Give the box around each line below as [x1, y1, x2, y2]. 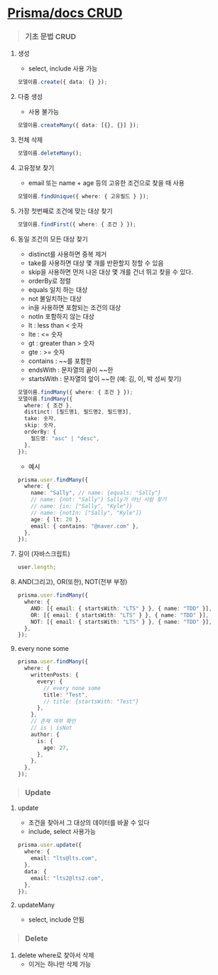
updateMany [17, 901, 55, 909]
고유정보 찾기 [17, 164, 55, 172]
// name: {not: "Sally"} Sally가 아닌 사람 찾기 [31, 496, 167, 504]
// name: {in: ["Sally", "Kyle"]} [31, 503, 133, 510]
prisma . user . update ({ [17, 842, 82, 849]
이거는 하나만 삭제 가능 [28, 959, 92, 968]
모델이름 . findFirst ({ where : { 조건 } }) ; [17, 221, 136, 228]
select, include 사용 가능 [28, 64, 98, 73]
